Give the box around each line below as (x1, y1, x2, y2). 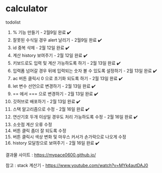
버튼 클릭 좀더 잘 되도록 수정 (12, 127, 67, 133)
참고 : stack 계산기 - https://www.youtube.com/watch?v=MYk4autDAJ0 (5, 162, 148, 168)
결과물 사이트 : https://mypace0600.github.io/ (5, 152, 96, 158)
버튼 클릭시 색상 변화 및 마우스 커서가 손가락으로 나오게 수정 (12, 134, 127, 140)
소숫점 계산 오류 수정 (12, 121, 52, 127)
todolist (5, 19, 21, 25)
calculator (5, 3, 48, 14)
